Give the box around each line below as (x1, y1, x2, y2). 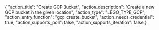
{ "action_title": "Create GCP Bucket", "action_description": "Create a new (5, 4, 155, 10)
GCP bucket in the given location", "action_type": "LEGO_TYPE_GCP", (5, 9, 146, 15)
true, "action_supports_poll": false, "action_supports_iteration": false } (5, 19, 147, 25)
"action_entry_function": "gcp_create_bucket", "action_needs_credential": (5, 15, 154, 20)
